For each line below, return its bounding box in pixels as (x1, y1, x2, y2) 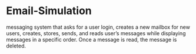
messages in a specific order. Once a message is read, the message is (6, 36, 177, 43)
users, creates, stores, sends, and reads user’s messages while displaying (6, 29, 186, 36)
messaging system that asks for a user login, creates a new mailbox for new (6, 23, 190, 31)
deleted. (6, 42, 26, 49)
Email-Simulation (6, 4, 92, 18)
